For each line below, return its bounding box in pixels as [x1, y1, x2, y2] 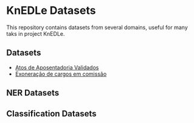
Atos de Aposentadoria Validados [15, 64, 99, 71]
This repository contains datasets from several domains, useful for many [6, 24, 189, 31]
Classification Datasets [6, 108, 97, 119]
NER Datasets [6, 88, 60, 98]
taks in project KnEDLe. [6, 30, 65, 37]
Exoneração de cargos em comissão [15, 70, 107, 78]
